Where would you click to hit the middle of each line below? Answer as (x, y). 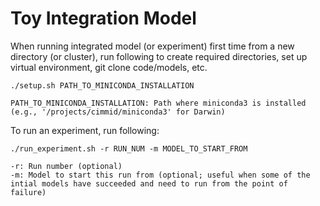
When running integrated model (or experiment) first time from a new (152, 46)
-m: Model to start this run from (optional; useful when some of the (160, 175)
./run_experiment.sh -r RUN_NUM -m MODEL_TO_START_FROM (129, 148)
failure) (28, 192)
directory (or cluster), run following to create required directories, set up (159, 56)
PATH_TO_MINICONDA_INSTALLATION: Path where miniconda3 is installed (158, 103)
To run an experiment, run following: (85, 130)
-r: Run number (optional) (66, 166)
